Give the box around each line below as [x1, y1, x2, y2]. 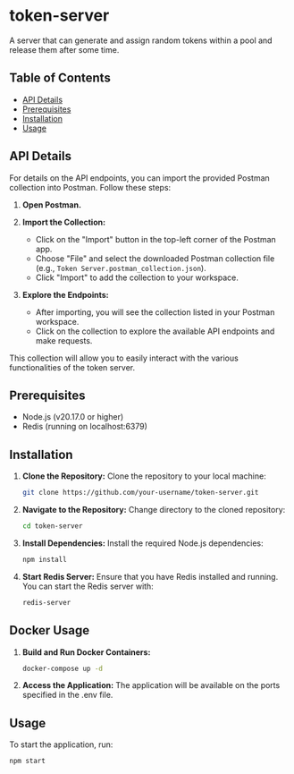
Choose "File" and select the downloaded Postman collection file [35, 252, 275, 264]
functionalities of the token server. [9, 361, 136, 372]
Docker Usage [9, 623, 90, 638]
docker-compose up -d [21, 664, 103, 673]
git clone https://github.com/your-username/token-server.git [21, 489, 259, 498]
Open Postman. [21, 199, 82, 210]
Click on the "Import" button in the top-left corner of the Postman [35, 234, 277, 244]
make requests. [35, 335, 93, 345]
